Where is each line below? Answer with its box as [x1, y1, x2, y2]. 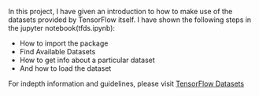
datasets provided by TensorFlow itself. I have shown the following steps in [8, 15, 252, 24]
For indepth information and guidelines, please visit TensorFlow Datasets [8, 79, 245, 88]
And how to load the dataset [19, 64, 112, 73]
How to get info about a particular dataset [19, 55, 155, 65]
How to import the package [19, 39, 109, 48]
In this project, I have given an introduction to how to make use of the [8, 7, 233, 16]
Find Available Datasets [19, 47, 96, 56]
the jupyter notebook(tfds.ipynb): [8, 24, 116, 32]
